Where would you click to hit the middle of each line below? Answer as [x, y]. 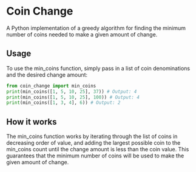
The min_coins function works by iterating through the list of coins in [92, 136]
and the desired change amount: [47, 75]
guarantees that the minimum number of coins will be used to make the [95, 156]
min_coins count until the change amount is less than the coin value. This [98, 150]
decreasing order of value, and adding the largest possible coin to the [93, 143]
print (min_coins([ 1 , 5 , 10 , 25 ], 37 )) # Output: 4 [72, 91]
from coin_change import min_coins [51, 86]
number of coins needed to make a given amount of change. [82, 34]
